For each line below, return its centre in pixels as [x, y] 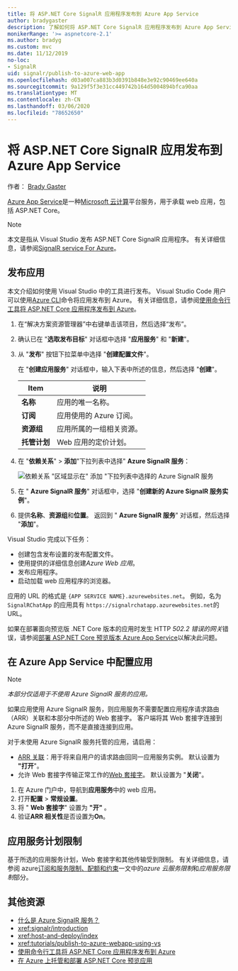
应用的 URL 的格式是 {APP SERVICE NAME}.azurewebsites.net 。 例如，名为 [114, 596]
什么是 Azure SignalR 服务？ [58, 920]
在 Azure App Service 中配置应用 [80, 662]
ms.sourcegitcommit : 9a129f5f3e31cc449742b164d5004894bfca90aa [103, 87]
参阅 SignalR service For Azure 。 [73, 248]
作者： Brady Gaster [37, 186]
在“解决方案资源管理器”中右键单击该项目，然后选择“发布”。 [104, 324]
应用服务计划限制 [45, 841]
